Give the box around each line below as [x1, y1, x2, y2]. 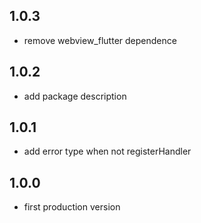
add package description [23, 90, 127, 102]
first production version [23, 201, 121, 213]
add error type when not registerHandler [23, 145, 192, 158]
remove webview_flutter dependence [23, 34, 177, 46]
